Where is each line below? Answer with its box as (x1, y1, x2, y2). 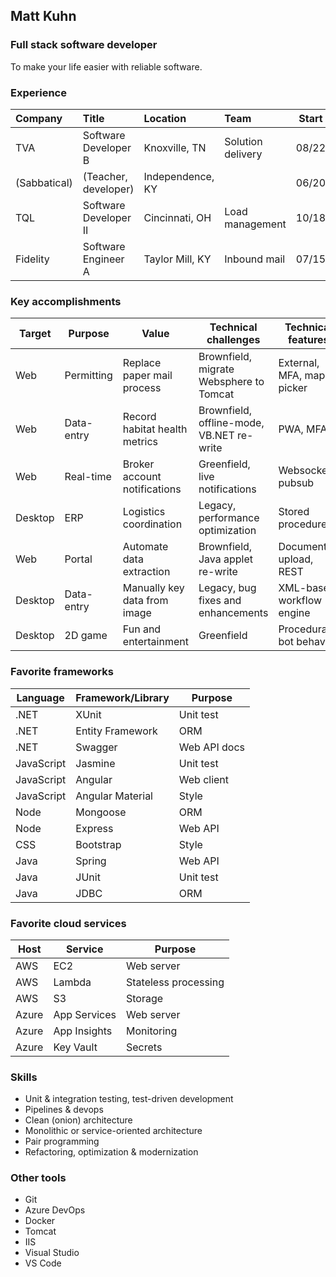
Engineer (82, 252, 125, 266)
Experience (10, 85, 67, 99)
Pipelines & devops (24, 1104, 104, 1116)
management (224, 217, 287, 231)
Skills (10, 1070, 38, 1084)
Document (278, 540, 328, 554)
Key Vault (53, 1040, 98, 1054)
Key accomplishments (10, 294, 122, 308)
